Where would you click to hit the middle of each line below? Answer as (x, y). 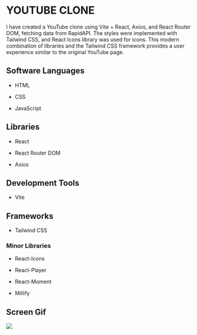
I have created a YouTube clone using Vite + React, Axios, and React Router (99, 27)
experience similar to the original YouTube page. (65, 52)
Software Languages (45, 71)
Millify (22, 293)
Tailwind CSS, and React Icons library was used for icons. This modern (93, 39)
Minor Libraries (29, 246)
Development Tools (43, 183)
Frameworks (30, 216)
